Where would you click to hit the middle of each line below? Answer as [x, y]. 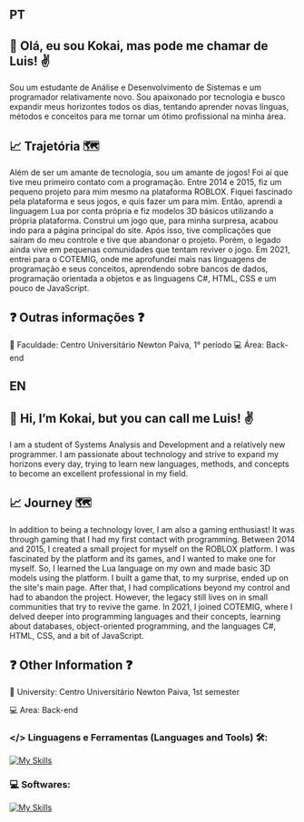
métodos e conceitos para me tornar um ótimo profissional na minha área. [147, 116]
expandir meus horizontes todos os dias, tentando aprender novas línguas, [149, 107]
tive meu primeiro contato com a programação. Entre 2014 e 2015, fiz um [146, 182]
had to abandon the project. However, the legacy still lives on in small [139, 597]
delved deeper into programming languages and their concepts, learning [145, 616]
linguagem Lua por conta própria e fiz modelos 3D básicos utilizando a [142, 211]
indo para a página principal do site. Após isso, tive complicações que [140, 230]
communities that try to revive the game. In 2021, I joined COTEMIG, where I [151, 606]
